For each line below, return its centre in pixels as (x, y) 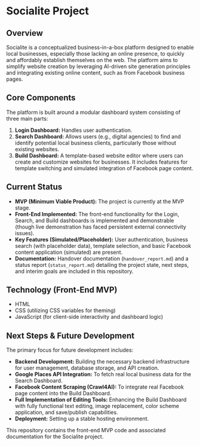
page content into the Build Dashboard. (63, 393)
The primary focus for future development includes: (70, 350)
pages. (15, 79)
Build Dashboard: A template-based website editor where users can (99, 155)
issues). (24, 233)
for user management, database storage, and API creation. (87, 368)
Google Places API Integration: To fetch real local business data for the (103, 374)
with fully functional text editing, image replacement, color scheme (97, 406)
